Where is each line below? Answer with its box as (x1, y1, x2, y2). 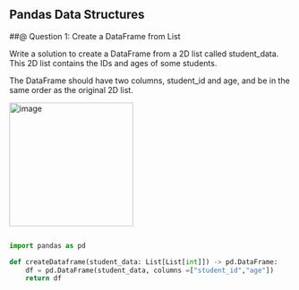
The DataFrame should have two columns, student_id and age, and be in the (9, 75, 291, 86)
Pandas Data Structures (9, 7, 145, 22)
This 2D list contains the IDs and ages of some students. (9, 57, 218, 68)
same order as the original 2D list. (9, 84, 134, 95)
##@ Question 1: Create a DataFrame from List (9, 30, 181, 41)
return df (25, 274, 63, 283)
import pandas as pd (9, 241, 87, 250)
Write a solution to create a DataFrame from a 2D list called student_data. (9, 48, 279, 59)
